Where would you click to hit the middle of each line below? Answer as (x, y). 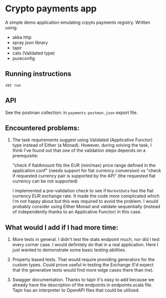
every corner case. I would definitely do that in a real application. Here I (85, 245)
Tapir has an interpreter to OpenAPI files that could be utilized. (76, 290)
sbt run (13, 85)
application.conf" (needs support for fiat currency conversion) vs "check (87, 171)
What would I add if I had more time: (62, 227)
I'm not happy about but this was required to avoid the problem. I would (85, 201)
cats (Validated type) (34, 53)
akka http (22, 37)
